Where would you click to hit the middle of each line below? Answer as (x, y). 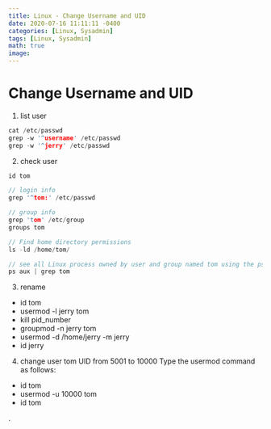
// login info (32, 191)
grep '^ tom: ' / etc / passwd (52, 198)
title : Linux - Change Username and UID (77, 16)
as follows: (38, 370)
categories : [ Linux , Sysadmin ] (61, 31)
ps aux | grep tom (39, 271)
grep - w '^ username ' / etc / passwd (65, 138)
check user (39, 161)
